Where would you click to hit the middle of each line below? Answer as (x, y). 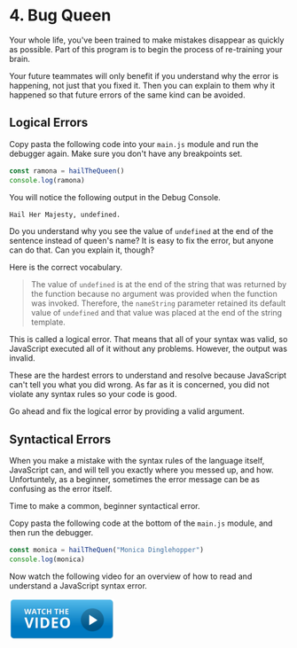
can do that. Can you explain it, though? (82, 250)
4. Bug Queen (60, 16)
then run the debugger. (51, 533)
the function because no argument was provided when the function (154, 294)
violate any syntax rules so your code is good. (93, 394)
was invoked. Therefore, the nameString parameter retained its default (158, 303)
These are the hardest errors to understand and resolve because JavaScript (148, 375)
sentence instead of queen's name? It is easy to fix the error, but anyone (141, 241)
